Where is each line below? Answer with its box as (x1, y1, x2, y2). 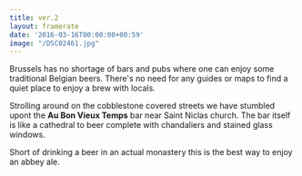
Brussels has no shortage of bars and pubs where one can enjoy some (9, 64, 275, 74)
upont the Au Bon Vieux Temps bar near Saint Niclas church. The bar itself (9, 110, 291, 121)
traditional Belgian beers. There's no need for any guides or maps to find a (9, 73, 288, 84)
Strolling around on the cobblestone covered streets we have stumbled (9, 101, 276, 112)
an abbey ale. (9, 156, 61, 168)
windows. (9, 129, 45, 141)
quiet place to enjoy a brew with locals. (9, 83, 156, 93)
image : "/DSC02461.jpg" (9, 38, 100, 48)
